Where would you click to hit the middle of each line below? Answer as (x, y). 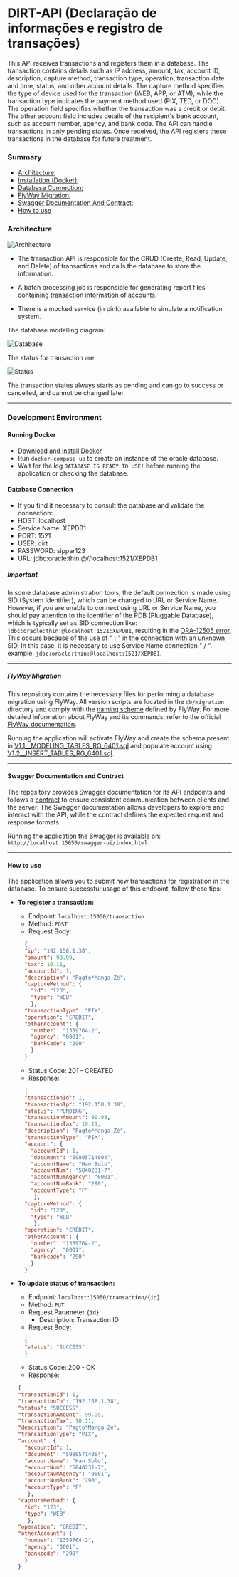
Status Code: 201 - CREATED (71, 1070)
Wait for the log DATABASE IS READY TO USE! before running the (109, 466)
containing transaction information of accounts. (87, 295)
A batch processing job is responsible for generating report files (111, 287)
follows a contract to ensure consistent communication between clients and (118, 800)
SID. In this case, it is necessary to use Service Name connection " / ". (110, 645)
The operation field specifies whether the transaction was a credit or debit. (117, 108)
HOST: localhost (42, 520)
